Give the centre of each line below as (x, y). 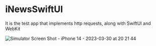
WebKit (13, 28)
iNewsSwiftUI (34, 9)
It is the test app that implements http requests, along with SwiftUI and (78, 23)
